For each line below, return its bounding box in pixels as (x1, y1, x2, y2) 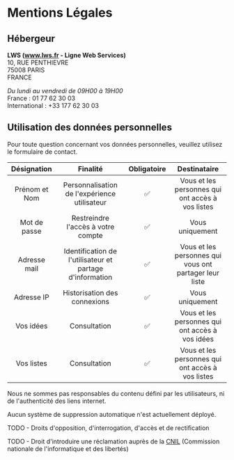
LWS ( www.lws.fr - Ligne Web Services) (7, 51, 127, 59)
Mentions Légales (7, 5, 113, 21)
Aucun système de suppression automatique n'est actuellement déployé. (7, 410, 217, 418)
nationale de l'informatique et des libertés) (7, 444, 129, 453)
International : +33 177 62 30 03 (7, 102, 100, 109)
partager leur (176, 268, 220, 278)
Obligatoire (128, 164, 166, 173)
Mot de (19, 217, 43, 227)
